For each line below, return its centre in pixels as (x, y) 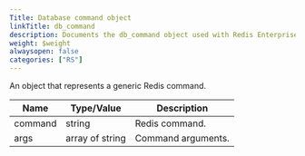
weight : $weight (40, 43)
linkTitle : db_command (52, 26)
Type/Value (96, 108)
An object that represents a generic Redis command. (108, 86)
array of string (96, 138)
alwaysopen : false (44, 52)
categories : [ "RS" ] (46, 60)
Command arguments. (182, 138)
